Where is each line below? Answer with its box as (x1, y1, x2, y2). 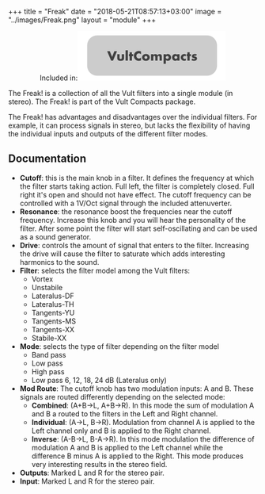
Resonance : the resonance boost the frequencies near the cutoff (19, 206, 233, 216)
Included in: (39, 73, 78, 82)
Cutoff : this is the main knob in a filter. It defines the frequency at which (19, 173, 255, 182)
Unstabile (31, 282, 63, 292)
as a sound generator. (19, 232, 92, 241)
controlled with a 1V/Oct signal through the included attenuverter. (19, 198, 232, 208)
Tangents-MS (31, 316, 77, 326)
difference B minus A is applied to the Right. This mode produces (31, 451, 244, 461)
